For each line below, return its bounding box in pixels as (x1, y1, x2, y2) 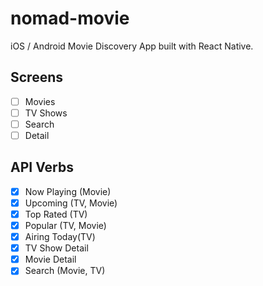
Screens (10, 69, 63, 86)
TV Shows (24, 107, 68, 119)
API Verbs (10, 159, 74, 176)
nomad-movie (10, 7, 130, 30)
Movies (24, 95, 56, 107)
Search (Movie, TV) (24, 265, 106, 277)
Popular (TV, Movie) (24, 220, 107, 231)
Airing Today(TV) (24, 231, 96, 243)
